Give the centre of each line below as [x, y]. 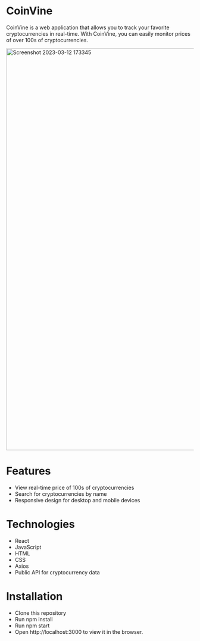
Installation [35, 596]
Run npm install [34, 619]
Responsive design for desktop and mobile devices [77, 500]
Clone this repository [40, 613]
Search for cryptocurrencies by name [61, 494]
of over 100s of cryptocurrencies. [47, 40]
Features [29, 471]
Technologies [41, 524]
